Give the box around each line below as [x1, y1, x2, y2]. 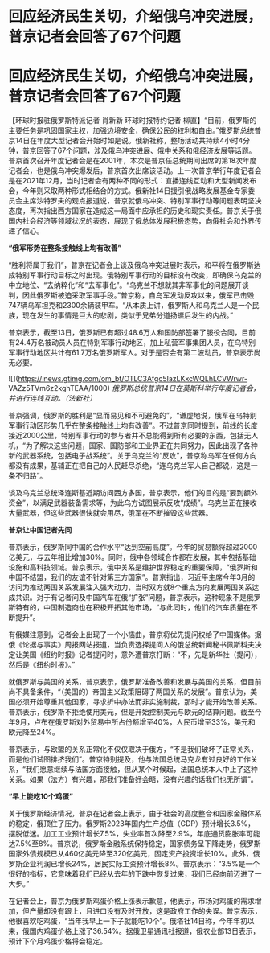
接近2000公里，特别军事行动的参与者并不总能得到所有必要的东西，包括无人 [8, 431, 259, 441]
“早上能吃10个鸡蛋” [8, 791, 74, 801]
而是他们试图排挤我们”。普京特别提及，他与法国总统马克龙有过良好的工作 [8, 754, 252, 764]
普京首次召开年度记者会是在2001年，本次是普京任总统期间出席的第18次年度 [8, 156, 257, 166]
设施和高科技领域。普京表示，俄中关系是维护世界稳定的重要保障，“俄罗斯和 [8, 562, 259, 572]
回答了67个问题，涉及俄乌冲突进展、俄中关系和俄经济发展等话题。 [35, 146, 256, 155]
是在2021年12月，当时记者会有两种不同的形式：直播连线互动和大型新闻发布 [8, 176, 257, 186]
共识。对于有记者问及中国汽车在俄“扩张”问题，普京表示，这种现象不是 [14, 593, 247, 602]
